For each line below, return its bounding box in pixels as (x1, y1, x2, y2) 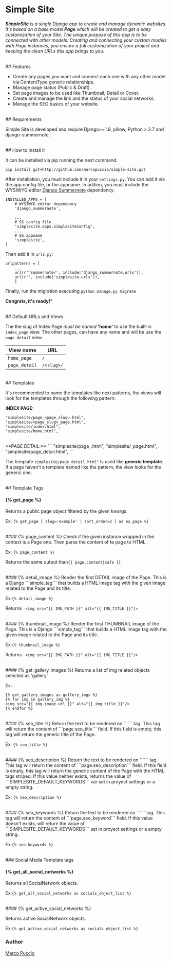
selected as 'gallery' (5, 673, 48, 679)
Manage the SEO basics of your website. (12, 100, 99, 107)
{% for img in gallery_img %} (5, 697, 70, 702)
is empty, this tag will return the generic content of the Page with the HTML (5, 768, 165, 774)
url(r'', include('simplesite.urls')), (14, 274, 100, 279)
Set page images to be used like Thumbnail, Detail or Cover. (12, 90, 140, 96)
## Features (5, 63, 31, 69)
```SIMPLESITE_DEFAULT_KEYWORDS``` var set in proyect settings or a (5, 779, 155, 785)
